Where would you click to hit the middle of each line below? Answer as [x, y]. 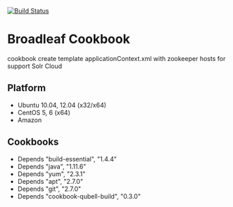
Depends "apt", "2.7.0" [50, 181]
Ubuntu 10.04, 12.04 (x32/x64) [62, 105]
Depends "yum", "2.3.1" [51, 174]
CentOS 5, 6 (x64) [44, 112]
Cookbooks [33, 142]
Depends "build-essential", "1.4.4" [67, 159]
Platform [27, 88]
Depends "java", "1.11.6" [52, 166]
